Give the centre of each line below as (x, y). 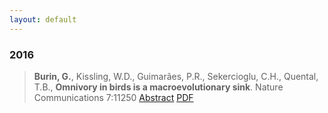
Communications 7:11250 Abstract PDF (113, 97)
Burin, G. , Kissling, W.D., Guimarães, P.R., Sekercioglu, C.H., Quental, (176, 76)
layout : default (43, 19)
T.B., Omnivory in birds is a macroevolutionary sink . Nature (158, 87)
